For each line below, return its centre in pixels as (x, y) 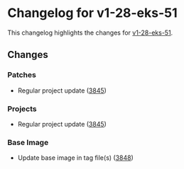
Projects (22, 109)
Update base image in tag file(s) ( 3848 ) (75, 158)
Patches (22, 75)
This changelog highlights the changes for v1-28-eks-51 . (90, 33)
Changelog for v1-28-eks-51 (92, 13)
